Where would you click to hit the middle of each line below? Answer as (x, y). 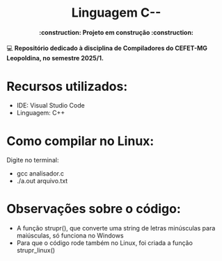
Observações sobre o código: (94, 209)
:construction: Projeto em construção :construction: (116, 32)
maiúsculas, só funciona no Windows (70, 236)
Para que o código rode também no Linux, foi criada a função (104, 243)
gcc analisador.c (40, 174)
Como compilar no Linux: (80, 141)
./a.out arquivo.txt (42, 181)
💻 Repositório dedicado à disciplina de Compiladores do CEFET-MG (107, 48)
